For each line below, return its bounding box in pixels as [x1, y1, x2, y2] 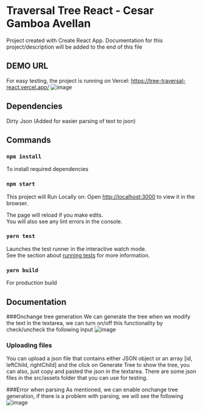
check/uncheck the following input [6, 326, 93, 333]
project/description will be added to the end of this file [6, 43, 143, 51]
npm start [6, 181, 35, 187]
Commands [6, 134, 52, 145]
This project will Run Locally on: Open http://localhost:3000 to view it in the [6, 193, 195, 200]
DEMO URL [6, 61, 49, 71]
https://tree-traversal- [130, 77, 186, 84]
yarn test [6, 232, 35, 240]
